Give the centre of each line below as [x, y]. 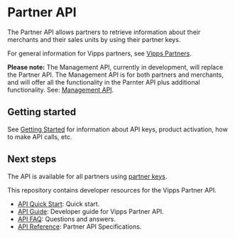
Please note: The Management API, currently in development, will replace [115, 67]
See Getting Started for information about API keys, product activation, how [118, 129]
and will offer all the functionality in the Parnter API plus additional [104, 82]
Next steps [32, 159]
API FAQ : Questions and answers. [66, 219]
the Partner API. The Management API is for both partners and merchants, [116, 75]
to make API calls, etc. [40, 136]
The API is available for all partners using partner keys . [87, 176]
